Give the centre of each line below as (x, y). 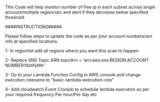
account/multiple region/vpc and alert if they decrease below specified (77, 12)
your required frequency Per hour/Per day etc (51, 94)
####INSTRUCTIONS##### (34, 27)
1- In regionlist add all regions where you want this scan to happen (72, 51)
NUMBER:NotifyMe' (25, 65)
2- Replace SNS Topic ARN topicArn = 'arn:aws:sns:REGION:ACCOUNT (77, 60)
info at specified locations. (32, 41)
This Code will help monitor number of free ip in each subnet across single (80, 7)
